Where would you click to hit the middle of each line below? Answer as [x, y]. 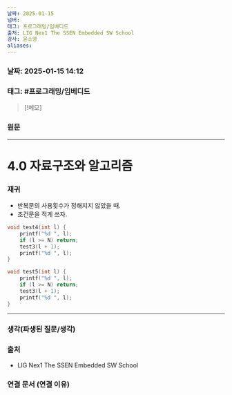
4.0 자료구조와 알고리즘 [70, 166]
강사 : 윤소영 [22, 39]
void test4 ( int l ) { [37, 227]
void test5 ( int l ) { [37, 272]
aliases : [20, 46]
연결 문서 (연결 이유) [39, 384]
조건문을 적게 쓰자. [42, 214]
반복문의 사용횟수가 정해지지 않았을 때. [69, 205]
